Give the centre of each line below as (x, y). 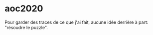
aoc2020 (24, 9)
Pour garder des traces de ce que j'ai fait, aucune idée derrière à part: (76, 22)
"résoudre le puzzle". (26, 27)
